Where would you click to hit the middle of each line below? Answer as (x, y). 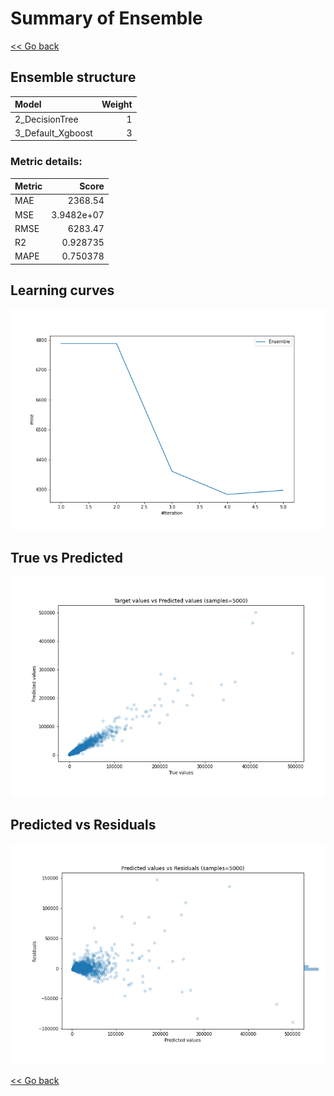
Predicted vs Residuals (83, 825)
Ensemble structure (73, 77)
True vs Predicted (66, 557)
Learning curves (62, 290)
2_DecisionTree (46, 119)
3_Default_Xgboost (53, 133)
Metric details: (46, 162)
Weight (117, 104)
